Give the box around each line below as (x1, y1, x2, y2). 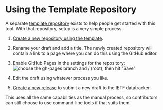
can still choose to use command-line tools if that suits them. (5, 99, 131, 106)
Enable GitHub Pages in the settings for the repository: (12, 60, 125, 66)
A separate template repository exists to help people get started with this (5, 20, 156, 26)
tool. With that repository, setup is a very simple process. (5, 25, 123, 31)
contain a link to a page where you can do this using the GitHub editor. (12, 50, 158, 56)
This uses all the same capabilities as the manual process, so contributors (5, 94, 158, 100)
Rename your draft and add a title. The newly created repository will (12, 45, 153, 51)
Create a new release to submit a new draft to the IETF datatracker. (12, 84, 151, 91)
